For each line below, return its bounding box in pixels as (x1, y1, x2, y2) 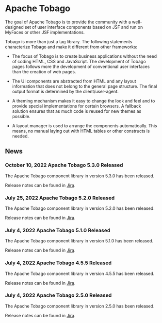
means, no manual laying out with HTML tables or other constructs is (12, 128, 150, 134)
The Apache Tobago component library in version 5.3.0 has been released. (5, 173, 155, 179)
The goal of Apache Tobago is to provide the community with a (5, 19, 131, 25)
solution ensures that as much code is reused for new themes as (12, 108, 142, 114)
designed (5, 24, 24, 30)
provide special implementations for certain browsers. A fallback (12, 103, 142, 109)
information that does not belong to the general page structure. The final (12, 83, 157, 89)
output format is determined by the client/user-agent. (12, 88, 119, 94)
